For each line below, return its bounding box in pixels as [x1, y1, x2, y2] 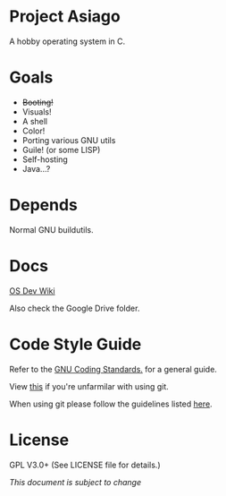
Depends [9, 195, 78, 216]
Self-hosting [21, 154, 69, 165]
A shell [21, 115, 48, 126]
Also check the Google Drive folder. [9, 303, 140, 313]
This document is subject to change [9, 476, 141, 487]
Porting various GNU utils [21, 134, 116, 145]
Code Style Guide [9, 334, 142, 355]
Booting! [21, 97, 54, 107]
